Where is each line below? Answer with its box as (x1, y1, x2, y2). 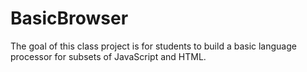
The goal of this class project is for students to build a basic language (10, 40, 297, 52)
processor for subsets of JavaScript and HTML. (10, 50, 207, 62)
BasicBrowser (10, 7, 129, 30)
